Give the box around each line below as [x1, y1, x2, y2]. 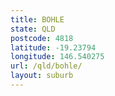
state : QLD [10, 24, 56, 34]
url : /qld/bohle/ [10, 61, 83, 71]
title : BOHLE [10, 14, 65, 25]
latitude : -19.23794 [10, 42, 97, 53]
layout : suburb [10, 71, 74, 81]
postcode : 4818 [10, 33, 74, 43]
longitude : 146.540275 [10, 52, 105, 62]
